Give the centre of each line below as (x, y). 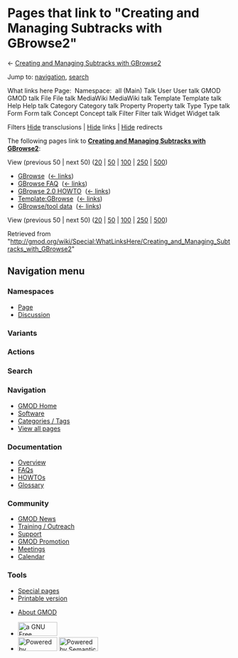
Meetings (31, 549)
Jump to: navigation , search (48, 77)
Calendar (31, 557)
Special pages (38, 590)
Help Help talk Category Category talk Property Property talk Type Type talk (119, 105)
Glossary (31, 484)
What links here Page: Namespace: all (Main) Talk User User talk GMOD (114, 90)
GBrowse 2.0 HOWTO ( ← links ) (64, 191)
